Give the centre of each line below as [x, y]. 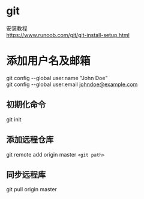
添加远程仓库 [30, 140]
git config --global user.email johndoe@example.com [72, 84]
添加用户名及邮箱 [49, 61]
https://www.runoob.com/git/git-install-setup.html [68, 35]
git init [14, 119]
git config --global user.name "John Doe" [57, 78]
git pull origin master [31, 189]
